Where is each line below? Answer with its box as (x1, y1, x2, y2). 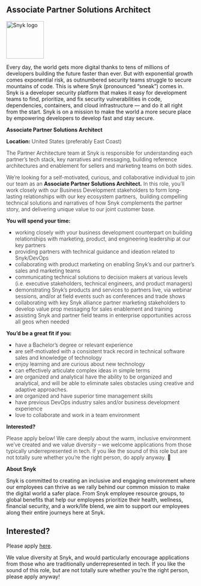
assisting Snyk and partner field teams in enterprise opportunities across (14, 311, 191, 318)
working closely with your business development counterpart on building (14, 229, 193, 236)
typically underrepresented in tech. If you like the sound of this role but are (6, 447, 188, 455)
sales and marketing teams (14, 267, 81, 274)
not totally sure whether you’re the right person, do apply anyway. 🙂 (6, 453, 171, 461)
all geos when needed (14, 318, 70, 325)
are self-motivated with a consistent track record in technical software (14, 347, 185, 354)
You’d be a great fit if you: (6, 329, 72, 336)
